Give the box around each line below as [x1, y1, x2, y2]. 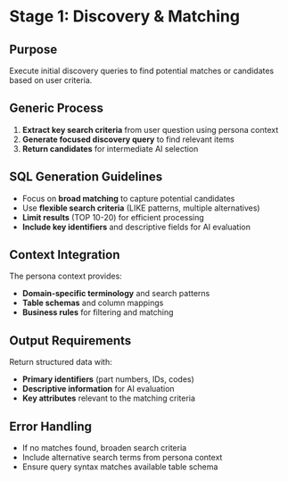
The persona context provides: [9, 270, 122, 282]
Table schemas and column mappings [21, 297, 164, 309]
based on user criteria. [9, 75, 93, 86]
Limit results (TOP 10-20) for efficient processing [21, 211, 205, 222]
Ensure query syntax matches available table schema [21, 461, 218, 472]
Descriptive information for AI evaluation [21, 384, 176, 394]
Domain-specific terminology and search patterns [21, 288, 210, 299]
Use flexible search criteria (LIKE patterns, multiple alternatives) [21, 203, 260, 213]
